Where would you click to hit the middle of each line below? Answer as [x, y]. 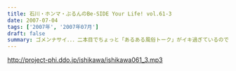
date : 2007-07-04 [33, 20]
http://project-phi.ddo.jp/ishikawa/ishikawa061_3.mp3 [85, 60]
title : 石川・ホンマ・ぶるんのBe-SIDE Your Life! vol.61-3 [90, 14]
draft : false [26, 33]
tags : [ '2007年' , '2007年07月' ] [53, 27]
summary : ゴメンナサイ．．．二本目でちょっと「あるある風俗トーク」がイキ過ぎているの [116, 40]
